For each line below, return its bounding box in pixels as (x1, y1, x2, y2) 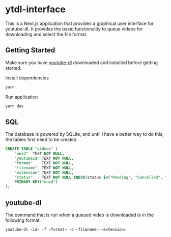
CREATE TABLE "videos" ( (5, 146, 58, 152)
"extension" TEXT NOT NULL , (14, 170, 74, 175)
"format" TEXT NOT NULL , (14, 160, 74, 166)
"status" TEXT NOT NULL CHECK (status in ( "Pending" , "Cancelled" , (14, 174, 163, 180)
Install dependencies (5, 75, 49, 81)
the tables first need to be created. (5, 136, 78, 143)
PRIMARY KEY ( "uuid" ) (14, 180, 58, 185)
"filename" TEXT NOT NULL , (14, 165, 74, 170)
